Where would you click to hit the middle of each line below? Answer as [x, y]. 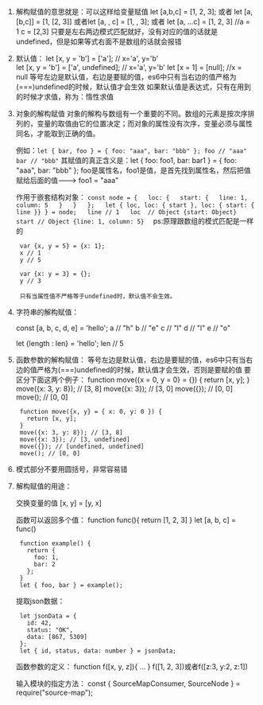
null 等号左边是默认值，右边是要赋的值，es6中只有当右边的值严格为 [126, 77]
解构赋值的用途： [44, 486]
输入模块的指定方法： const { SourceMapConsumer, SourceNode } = [128, 684]
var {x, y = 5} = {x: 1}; [62, 246]
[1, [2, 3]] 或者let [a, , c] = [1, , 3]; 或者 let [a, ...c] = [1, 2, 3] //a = [146, 21]
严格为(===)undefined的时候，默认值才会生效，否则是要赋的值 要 [144, 370]
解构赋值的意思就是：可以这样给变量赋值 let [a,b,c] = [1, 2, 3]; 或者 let [129, 12]
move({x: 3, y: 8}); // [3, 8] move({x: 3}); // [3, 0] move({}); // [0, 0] [124, 389]
